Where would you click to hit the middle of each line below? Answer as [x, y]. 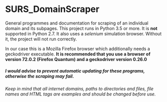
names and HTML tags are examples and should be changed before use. [81, 94]
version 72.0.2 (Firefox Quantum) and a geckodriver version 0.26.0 [76, 59]
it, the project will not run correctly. [41, 39]
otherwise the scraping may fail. [40, 76]
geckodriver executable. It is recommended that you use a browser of [78, 54]
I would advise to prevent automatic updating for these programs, [75, 70]
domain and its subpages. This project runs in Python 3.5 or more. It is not [82, 28]
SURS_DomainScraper [52, 9]
